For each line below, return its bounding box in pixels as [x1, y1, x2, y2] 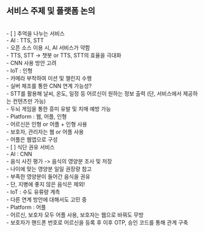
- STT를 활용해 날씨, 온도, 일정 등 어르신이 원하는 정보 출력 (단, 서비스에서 [6, 89, 182, 97]
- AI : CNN [6, 150, 32, 157]
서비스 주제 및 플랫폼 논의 [6, 6, 96, 17]
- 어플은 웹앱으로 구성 [6, 135, 58, 143]
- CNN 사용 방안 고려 [6, 59, 57, 66]
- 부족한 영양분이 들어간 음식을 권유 [6, 173, 90, 180]
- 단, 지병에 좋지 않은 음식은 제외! [6, 180, 86, 188]
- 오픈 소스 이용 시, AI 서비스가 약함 [6, 43, 90, 51]
